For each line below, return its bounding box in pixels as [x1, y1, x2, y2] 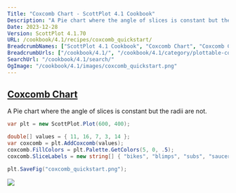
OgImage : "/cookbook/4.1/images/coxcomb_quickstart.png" [7, 62, 178, 69]
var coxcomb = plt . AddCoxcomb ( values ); [7, 140, 124, 147]
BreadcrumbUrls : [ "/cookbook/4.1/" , [7, 50, 114, 57]
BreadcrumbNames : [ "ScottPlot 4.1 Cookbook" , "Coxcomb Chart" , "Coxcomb [7, 43, 225, 50]
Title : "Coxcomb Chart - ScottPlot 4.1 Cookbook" [7, 10, 156, 18]
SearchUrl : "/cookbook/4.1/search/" [7, 56, 114, 63]
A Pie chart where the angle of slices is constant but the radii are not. [7, 107, 207, 116]
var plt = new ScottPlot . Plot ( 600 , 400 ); [7, 121, 131, 128]
